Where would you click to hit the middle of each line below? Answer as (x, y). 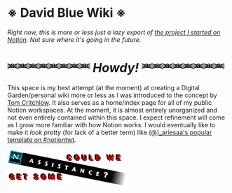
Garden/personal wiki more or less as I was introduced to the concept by (112, 95)
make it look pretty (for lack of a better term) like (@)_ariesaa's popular (110, 132)
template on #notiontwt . (42, 140)
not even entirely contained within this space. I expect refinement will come (116, 117)
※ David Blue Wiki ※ (67, 13)
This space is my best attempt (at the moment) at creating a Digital (103, 87)
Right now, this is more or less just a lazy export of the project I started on (114, 32)
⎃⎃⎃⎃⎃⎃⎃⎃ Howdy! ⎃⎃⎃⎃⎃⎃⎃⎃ (116, 68)
